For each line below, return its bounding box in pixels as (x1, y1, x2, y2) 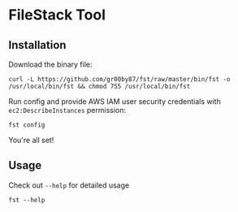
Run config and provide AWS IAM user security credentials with (8, 97, 221, 106)
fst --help (8, 196, 45, 204)
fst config (8, 121, 45, 129)
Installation (8, 38, 67, 52)
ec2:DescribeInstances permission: (8, 106, 127, 115)
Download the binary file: (8, 59, 93, 69)
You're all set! (8, 136, 54, 145)
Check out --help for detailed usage (8, 180, 130, 190)
